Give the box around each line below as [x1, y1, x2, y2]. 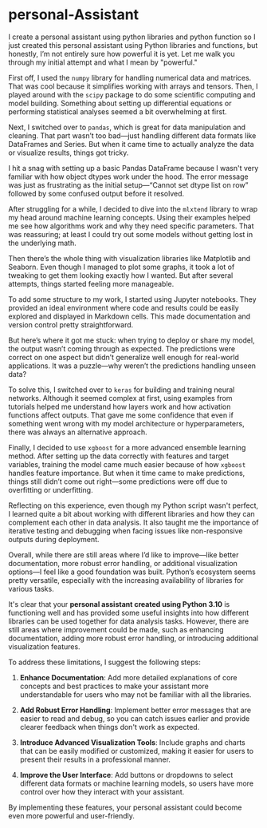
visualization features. [8, 641, 81, 652]
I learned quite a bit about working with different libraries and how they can [8, 509, 255, 518]
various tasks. [8, 584, 54, 593]
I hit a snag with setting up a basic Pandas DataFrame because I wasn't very [8, 163, 259, 172]
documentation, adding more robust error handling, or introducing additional [8, 633, 259, 643]
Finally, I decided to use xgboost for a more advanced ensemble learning [8, 442, 246, 452]
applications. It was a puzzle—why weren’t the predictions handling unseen [8, 361, 257, 370]
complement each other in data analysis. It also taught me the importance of [8, 517, 259, 527]
